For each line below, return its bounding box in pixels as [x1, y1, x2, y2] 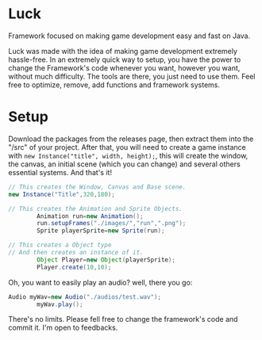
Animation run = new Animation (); [37, 212, 144, 220]
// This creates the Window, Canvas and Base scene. [8, 183, 187, 191]
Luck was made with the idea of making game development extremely [8, 46, 238, 55]
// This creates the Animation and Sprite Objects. [8, 204, 183, 212]
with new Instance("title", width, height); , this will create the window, [8, 151, 249, 160]
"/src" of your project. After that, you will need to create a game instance [8, 142, 246, 151]
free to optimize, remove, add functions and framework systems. [8, 80, 221, 90]
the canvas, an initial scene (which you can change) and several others [8, 159, 241, 169]
